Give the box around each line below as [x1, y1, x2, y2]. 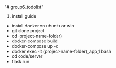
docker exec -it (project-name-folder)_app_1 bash [11, 48, 112, 54]
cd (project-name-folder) [11, 33, 62, 39]
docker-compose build [11, 38, 58, 44]
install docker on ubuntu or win [11, 23, 74, 28]
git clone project [11, 28, 45, 33]
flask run [11, 59, 30, 64]
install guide [11, 14, 37, 19]
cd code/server [11, 54, 43, 59]
